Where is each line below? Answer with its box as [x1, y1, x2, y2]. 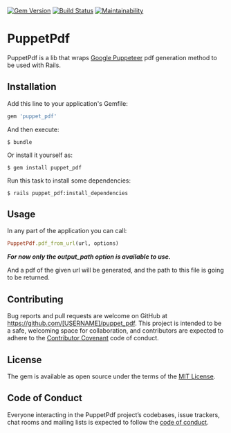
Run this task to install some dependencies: [7, 176, 131, 185]
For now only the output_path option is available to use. [7, 252, 171, 261]
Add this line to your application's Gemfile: [7, 99, 128, 107]
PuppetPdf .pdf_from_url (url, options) [7, 240, 119, 247]
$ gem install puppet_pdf [7, 164, 82, 171]
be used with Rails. [7, 61, 61, 69]
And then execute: [7, 125, 59, 133]
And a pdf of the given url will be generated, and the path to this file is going [7, 266, 225, 275]
